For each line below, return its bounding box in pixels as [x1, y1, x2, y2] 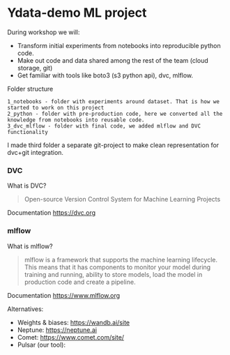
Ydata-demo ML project [7, 5, 147, 21]
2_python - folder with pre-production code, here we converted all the [7, 110, 223, 117]
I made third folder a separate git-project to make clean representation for [7, 141, 220, 149]
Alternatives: [7, 305, 44, 313]
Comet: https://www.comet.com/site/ [17, 333, 124, 341]
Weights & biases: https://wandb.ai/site [17, 318, 130, 326]
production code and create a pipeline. [24, 278, 136, 286]
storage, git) [17, 63, 53, 72]
